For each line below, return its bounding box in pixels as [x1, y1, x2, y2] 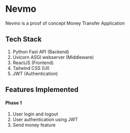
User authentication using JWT [12, 117, 78, 123]
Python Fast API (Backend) [12, 48, 69, 54]
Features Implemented [5, 85, 79, 94]
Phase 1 [5, 100, 22, 106]
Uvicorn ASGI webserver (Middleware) [12, 54, 94, 60]
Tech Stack [5, 35, 42, 44]
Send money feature [12, 122, 56, 128]
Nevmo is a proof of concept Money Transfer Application [5, 20, 125, 26]
